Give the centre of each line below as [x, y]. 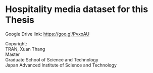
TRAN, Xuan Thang [25, 49]
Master [13, 54]
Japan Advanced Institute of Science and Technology [61, 65]
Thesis [20, 20]
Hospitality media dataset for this [77, 9]
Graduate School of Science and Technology [52, 59]
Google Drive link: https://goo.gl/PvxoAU [47, 34]
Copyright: [16, 43]
